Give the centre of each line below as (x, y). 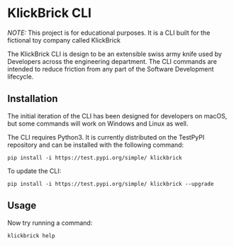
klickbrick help (31, 235)
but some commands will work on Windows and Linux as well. (98, 123)
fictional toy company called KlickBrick (64, 40)
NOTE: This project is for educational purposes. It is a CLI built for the (109, 33)
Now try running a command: (50, 223)
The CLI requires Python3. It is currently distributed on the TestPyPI (106, 137)
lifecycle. (21, 77)
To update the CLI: (34, 171)
